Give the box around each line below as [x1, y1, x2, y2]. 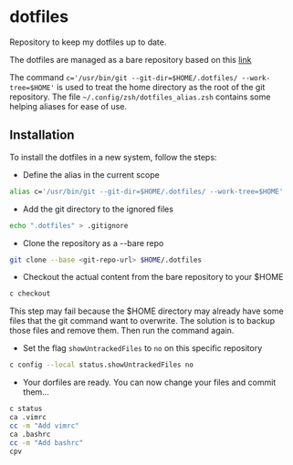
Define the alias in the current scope [22, 169, 160, 180]
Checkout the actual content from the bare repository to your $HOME [22, 272, 284, 283]
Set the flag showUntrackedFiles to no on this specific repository [22, 343, 263, 354]
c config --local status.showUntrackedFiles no [9, 360, 194, 370]
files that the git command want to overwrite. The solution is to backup [9, 315, 276, 326]
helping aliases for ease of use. [9, 100, 128, 111]
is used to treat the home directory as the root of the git [56, 81, 266, 92]
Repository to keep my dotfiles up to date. [9, 36, 167, 47]
